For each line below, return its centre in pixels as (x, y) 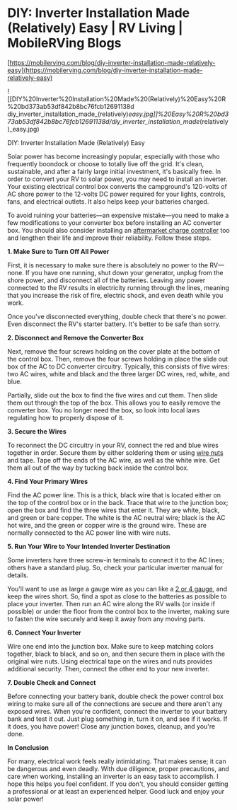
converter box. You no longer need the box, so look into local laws (104, 410)
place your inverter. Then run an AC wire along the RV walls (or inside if (111, 603)
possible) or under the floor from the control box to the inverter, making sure (118, 611)
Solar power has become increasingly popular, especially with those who (114, 156)
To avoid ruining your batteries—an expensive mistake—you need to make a (118, 215)
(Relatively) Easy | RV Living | (95, 28)
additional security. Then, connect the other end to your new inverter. (109, 669)
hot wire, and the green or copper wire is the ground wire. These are (107, 525)
